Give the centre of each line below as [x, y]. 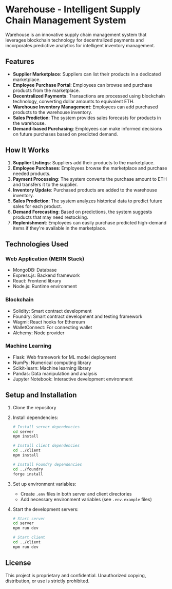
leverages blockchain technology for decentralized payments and [75, 40]
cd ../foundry [28, 469]
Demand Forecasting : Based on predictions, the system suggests [82, 212]
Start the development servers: [45, 509]
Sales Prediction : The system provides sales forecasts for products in [87, 118]
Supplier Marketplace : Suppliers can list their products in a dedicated [87, 74]
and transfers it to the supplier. [45, 184]
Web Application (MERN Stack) [45, 259]
